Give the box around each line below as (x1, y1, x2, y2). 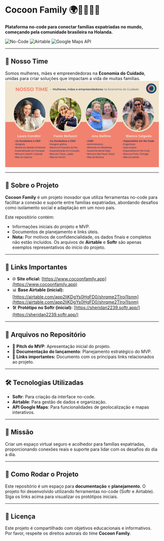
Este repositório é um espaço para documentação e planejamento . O (5, 483, 146, 489)
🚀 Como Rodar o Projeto (5, 470, 79, 478)
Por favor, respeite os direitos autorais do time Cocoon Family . (5, 530, 131, 536)
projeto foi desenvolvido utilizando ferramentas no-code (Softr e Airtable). (5, 488, 155, 494)
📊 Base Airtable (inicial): (12, 287, 64, 293)
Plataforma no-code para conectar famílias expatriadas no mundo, (5, 23, 143, 30)
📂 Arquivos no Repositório (5, 330, 86, 339)
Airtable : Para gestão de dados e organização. (12, 399, 107, 405)
